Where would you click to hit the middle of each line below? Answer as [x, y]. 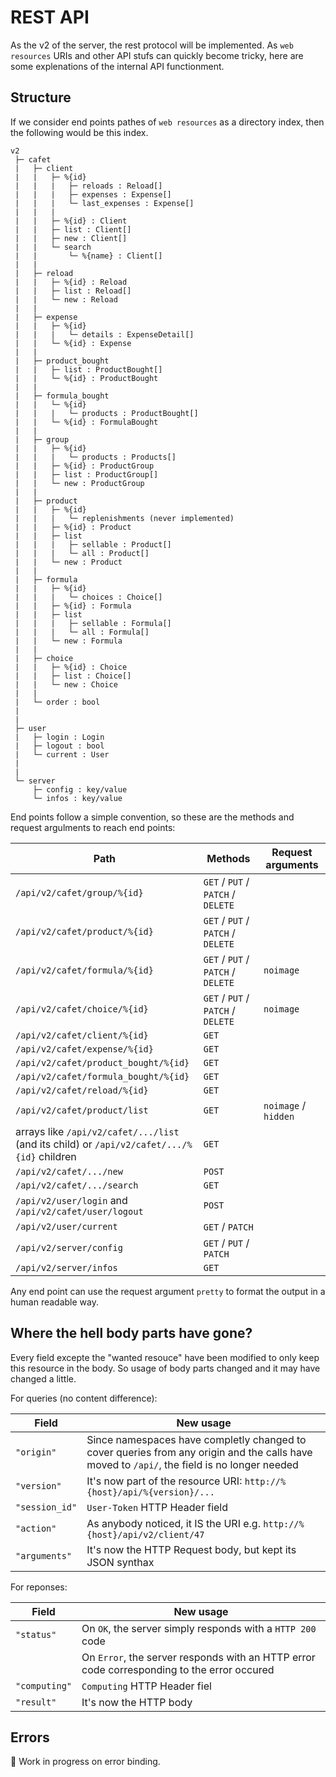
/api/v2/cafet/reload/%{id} [82, 1090]
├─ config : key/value [80, 789]
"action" [36, 1528]
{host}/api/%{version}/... [150, 1492]
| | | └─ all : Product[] [82, 553]
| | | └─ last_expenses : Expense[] [104, 203]
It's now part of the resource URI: [164, 1481]
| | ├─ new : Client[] [71, 238]
